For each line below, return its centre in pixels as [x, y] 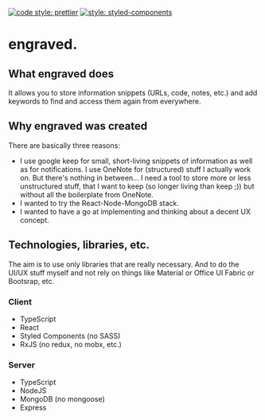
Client [20, 301]
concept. [34, 220]
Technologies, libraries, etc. [79, 245]
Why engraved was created [78, 126]
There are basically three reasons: [64, 145]
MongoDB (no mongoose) [62, 399]
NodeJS [33, 391]
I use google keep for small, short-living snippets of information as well [136, 161]
